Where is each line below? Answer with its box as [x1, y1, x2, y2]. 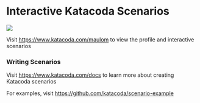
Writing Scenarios [6, 57, 61, 66]
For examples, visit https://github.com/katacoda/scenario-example [6, 90, 174, 97]
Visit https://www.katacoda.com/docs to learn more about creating [6, 71, 174, 79]
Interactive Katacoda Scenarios [6, 4, 170, 18]
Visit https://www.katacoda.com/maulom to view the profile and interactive [6, 35, 195, 43]
